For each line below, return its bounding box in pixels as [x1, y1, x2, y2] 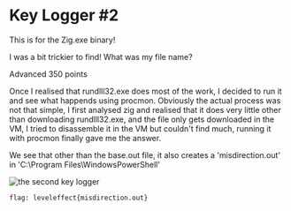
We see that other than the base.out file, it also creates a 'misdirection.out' [9, 149, 281, 160]
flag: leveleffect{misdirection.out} [9, 193, 149, 202]
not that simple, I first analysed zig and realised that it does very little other [9, 104, 281, 115]
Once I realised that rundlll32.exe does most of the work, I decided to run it [9, 86, 282, 96]
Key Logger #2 [9, 5, 119, 26]
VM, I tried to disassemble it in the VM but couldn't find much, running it [9, 123, 272, 133]
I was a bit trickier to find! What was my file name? [9, 51, 193, 62]
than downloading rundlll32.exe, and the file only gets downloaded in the [9, 114, 275, 124]
